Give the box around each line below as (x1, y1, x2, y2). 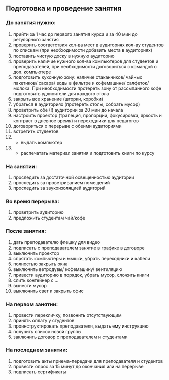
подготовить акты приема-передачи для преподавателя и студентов (13, 358, 163, 364)
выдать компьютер (20, 139, 63, 145)
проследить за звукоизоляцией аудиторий (13, 185, 106, 191)
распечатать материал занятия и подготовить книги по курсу (20, 150, 155, 156)
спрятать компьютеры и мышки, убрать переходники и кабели (13, 255, 150, 261)
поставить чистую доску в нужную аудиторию (13, 52, 115, 59)
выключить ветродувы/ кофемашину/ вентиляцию (13, 266, 122, 272)
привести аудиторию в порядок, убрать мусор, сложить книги (13, 272, 149, 278)
